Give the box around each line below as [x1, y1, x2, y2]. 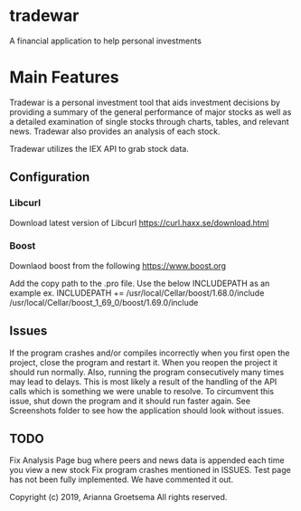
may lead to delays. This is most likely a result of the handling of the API [9, 376, 277, 387]
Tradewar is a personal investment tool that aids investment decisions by [9, 97, 280, 108]
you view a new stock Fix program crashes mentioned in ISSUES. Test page [9, 465, 291, 476]
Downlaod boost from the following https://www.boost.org [9, 260, 227, 271]
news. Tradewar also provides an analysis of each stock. [9, 126, 221, 137]
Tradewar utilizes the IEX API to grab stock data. [9, 143, 190, 154]
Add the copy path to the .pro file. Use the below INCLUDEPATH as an [9, 278, 270, 289]
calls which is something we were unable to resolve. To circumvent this [9, 385, 274, 396]
